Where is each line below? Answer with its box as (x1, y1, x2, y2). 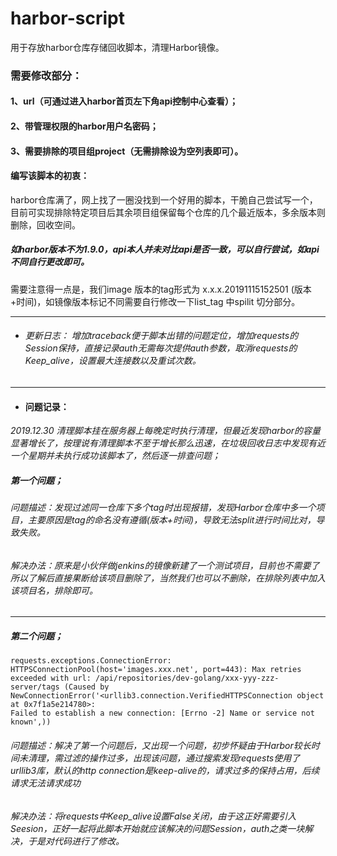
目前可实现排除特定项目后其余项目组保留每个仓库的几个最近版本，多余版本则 (10, 206, 326, 218)
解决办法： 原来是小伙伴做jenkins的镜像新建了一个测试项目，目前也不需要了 (10, 559, 320, 571)
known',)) (10, 717, 52, 727)
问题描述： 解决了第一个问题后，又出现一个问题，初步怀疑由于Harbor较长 (10, 739, 312, 751)
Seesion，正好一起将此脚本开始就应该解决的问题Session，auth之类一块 (10, 822, 305, 834)
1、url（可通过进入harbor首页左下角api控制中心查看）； (10, 95, 239, 107)
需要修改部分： (10, 68, 83, 82)
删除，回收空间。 (10, 218, 81, 231)
